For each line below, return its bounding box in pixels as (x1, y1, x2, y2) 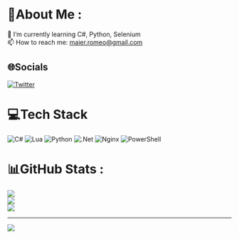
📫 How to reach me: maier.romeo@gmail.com (7, 38, 143, 46)
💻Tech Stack (7, 106, 88, 122)
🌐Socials (7, 61, 48, 73)
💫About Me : (7, 6, 83, 23)
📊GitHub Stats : (7, 161, 105, 177)
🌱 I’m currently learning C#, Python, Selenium (7, 30, 141, 38)
